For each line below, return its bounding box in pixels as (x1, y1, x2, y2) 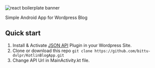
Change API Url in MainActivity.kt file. (12, 57, 90, 63)
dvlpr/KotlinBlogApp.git (12, 52, 64, 58)
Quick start (5, 29, 41, 37)
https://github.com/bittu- (94, 48, 151, 53)
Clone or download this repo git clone (12, 47, 92, 53)
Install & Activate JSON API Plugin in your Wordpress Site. (12, 42, 132, 48)
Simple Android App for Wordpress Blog (5, 14, 87, 20)
